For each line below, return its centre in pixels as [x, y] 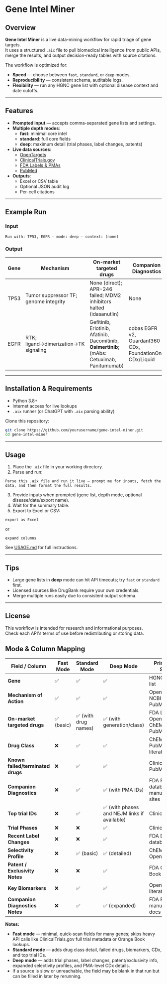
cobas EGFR [143, 328]
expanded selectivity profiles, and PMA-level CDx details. [71, 966]
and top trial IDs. [29, 955]
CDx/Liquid [142, 359]
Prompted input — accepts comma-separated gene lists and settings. [84, 123]
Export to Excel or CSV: [36, 511]
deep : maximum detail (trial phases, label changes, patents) [81, 144]
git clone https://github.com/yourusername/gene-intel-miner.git [74, 430]
